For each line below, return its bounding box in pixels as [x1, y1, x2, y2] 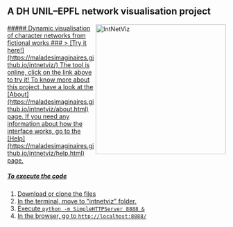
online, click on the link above [7, 68, 92, 76]
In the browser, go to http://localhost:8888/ [17, 211, 147, 220]
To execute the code [7, 172, 67, 181]
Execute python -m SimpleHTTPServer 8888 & [17, 204, 145, 212]
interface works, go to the [7, 127, 81, 135]
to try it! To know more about [7, 75, 90, 84]
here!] [7, 46, 24, 54]
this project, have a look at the [7, 82, 94, 91]
